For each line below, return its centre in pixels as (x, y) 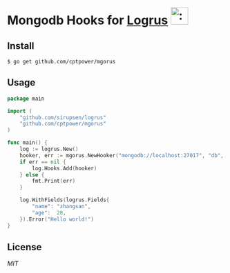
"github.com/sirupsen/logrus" (63, 117)
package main (26, 99)
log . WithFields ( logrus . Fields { (65, 200)
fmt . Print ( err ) (54, 181)
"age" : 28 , (49, 213)
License (25, 247)
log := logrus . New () (49, 149)
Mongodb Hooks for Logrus (88, 20)
